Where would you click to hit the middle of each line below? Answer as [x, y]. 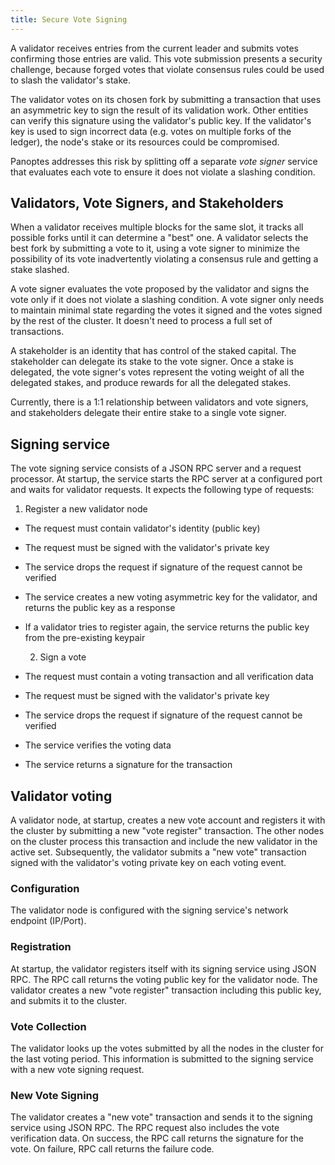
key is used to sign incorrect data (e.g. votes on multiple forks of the [151, 131]
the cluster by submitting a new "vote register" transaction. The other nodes [167, 831]
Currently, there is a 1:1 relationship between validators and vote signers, [159, 402]
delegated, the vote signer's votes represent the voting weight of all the [157, 372]
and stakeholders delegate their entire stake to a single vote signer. [148, 413]
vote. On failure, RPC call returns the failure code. [112, 1149]
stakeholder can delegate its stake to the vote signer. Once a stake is [152, 362]
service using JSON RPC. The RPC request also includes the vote [145, 1128]
